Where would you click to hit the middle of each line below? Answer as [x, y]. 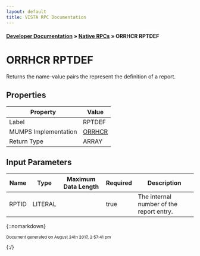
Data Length [81, 187]
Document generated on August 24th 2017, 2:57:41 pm [59, 237]
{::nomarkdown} [26, 226]
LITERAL [44, 204]
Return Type [26, 141]
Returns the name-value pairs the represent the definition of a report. [91, 77]
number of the [158, 204]
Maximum [81, 179]
